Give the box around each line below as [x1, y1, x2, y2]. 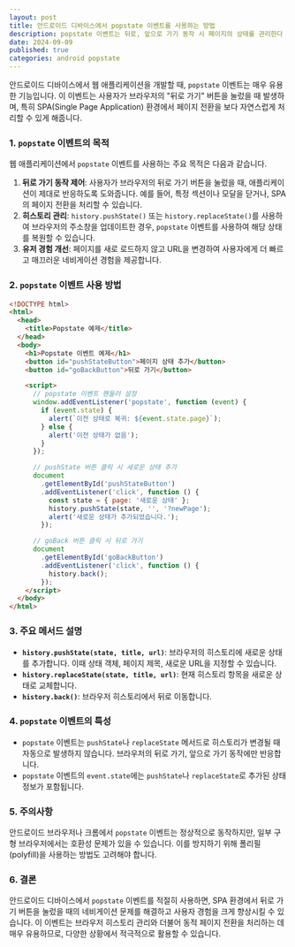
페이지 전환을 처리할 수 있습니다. [31, 200, 143, 210]
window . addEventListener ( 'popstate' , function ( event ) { [32, 398, 247, 407]
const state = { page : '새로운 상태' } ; [48, 496, 190, 505]
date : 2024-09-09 [9, 37, 73, 47]
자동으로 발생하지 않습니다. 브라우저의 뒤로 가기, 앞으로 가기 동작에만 [21, 748, 258, 759]
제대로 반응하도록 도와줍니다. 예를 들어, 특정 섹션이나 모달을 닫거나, [38, 188, 269, 199]
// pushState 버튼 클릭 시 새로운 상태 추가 [32, 463, 178, 472]
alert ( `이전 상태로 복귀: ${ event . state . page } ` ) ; [48, 414, 223, 423]
